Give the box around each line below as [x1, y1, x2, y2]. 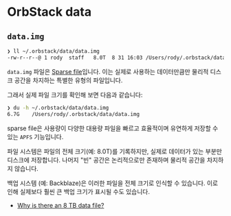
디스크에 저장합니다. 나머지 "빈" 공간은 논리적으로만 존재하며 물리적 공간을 [7, 156, 206, 164]
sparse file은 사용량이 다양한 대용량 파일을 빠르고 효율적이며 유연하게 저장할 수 [7, 124, 219, 132]
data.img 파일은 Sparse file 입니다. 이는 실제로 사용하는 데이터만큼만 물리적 [7, 67, 209, 75]
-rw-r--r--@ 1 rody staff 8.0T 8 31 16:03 [7, 54, 143, 61]
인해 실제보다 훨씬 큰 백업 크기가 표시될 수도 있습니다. [7, 187, 150, 195]
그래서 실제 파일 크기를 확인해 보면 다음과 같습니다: [7, 91, 143, 99]
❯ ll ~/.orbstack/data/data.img [7, 48, 100, 55]
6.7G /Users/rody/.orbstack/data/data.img [7, 110, 140, 117]
